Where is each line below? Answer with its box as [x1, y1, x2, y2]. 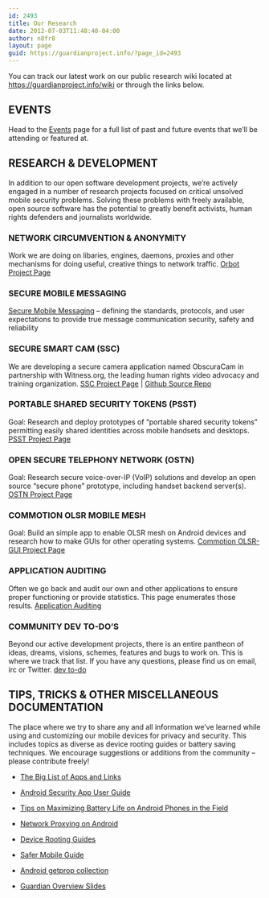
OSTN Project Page [8, 490, 73, 499]
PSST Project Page [8, 434, 71, 444]
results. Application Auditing [8, 601, 102, 610]
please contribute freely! [8, 756, 90, 766]
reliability [8, 323, 39, 333]
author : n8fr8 [8, 34, 56, 43]
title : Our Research [8, 19, 78, 27]
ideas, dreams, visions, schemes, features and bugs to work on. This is [8, 648, 243, 657]
